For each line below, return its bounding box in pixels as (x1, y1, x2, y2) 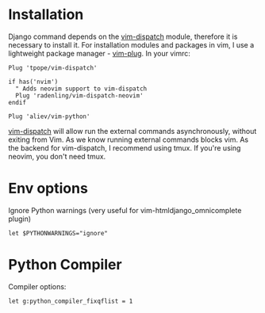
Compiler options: (8, 281, 67, 291)
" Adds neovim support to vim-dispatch (15, 85, 148, 93)
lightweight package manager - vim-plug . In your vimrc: (8, 48, 190, 58)
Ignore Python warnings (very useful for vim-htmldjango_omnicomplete (8, 205, 242, 215)
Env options (8, 180, 89, 197)
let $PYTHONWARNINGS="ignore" (8, 229, 109, 237)
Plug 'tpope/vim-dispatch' (8, 63, 98, 72)
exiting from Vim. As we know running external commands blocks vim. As (8, 135, 248, 144)
